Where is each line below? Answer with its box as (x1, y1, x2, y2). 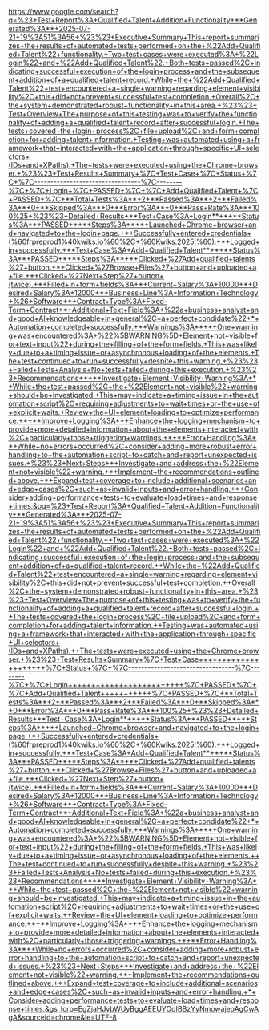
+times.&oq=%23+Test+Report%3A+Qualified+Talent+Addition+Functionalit (8, 501, 260, 510)
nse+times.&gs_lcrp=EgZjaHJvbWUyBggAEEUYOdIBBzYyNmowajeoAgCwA (8, 1004, 259, 1013)
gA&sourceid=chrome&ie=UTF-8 (8, 1012, 118, 1022)
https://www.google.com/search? (8, 7, 119, 16)
